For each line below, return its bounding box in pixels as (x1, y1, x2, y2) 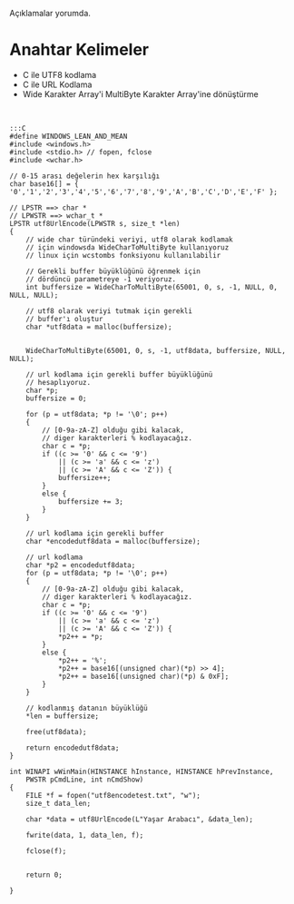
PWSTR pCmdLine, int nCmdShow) (25, 775, 144, 784)
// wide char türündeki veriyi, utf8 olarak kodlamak (25, 235, 233, 244)
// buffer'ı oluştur (25, 314, 103, 323)
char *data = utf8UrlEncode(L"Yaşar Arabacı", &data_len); (25, 814, 254, 824)
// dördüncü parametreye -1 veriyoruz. (25, 274, 177, 284)
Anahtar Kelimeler (9, 40, 150, 60)
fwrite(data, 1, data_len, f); (25, 830, 144, 840)
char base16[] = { (9, 179, 79, 189)
